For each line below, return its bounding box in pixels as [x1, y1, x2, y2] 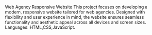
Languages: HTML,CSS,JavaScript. [5, 24, 75, 30]
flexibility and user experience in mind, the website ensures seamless [5, 14, 144, 20]
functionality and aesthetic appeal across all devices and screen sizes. [5, 19, 147, 25]
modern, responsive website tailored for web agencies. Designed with [5, 9, 145, 15]
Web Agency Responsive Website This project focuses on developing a [5, 4, 148, 10]
